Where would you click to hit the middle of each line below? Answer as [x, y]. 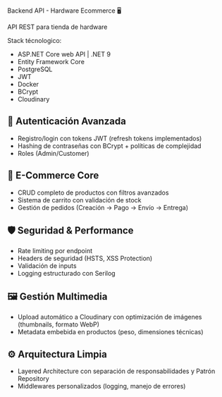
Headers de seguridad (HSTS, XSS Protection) [85, 258]
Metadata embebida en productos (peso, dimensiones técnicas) [110, 332]
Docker [28, 84]
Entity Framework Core [51, 62]
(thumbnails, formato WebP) [58, 324]
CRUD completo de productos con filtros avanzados [93, 193]
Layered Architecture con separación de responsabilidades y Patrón [116, 371]
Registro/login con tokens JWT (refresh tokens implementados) [110, 138]
